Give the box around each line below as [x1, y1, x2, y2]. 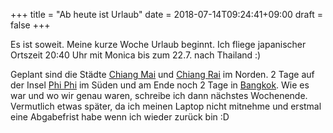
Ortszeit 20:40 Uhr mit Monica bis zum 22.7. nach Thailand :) [10, 49, 262, 61]
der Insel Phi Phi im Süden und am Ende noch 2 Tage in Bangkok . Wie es [10, 79, 310, 91]
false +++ [10, 19, 51, 31]
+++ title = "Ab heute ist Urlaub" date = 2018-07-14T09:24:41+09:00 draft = [10, 9, 323, 20]
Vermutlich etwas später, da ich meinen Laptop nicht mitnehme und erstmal [10, 100, 322, 112]
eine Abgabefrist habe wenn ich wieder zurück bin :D [10, 111, 230, 123]
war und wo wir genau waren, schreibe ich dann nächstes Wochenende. [10, 90, 308, 101]
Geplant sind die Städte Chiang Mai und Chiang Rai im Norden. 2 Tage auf [10, 69, 315, 80]
